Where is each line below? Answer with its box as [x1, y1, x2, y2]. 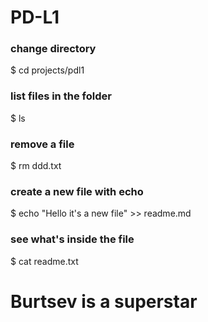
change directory [10, 42, 97, 56]
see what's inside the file [10, 232, 135, 246]
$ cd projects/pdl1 [10, 64, 85, 76]
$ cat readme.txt [10, 255, 79, 267]
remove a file [10, 137, 75, 151]
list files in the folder [10, 89, 112, 103]
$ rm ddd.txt [10, 160, 62, 172]
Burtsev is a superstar [10, 290, 198, 313]
